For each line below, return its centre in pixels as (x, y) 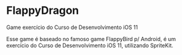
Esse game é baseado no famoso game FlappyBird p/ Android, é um (91, 39)
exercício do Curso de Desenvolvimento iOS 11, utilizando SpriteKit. (90, 45)
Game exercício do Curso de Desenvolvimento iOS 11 (72, 27)
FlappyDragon (43, 11)
